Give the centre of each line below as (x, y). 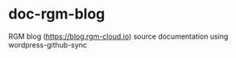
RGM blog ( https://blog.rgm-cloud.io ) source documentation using (118, 36)
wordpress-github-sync (48, 44)
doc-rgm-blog (57, 14)
